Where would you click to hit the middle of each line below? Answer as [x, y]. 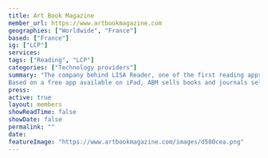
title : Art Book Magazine [51, 16]
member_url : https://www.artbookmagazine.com [85, 23]
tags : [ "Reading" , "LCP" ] [51, 61]
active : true [30, 97]
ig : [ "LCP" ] [28, 45]
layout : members [35, 105]
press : [19, 90]
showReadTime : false [43, 113]
